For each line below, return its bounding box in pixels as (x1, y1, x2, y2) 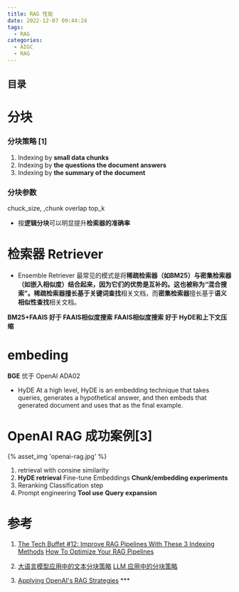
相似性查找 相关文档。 (17, 297, 80, 306)
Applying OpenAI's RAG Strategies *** (17, 576, 130, 584)
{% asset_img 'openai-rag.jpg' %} (7, 452, 107, 460)
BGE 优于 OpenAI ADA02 (7, 371, 80, 380)
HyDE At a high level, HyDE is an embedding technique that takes (17, 386, 210, 394)
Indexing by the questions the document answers (17, 161, 167, 169)
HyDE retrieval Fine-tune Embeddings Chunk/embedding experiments (17, 473, 228, 482)
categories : (7, 37, 43, 44)
